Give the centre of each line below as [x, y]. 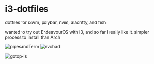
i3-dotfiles [27, 9]
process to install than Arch [33, 37]
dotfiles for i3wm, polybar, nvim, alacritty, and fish [55, 22]
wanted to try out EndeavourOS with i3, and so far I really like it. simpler [77, 32]
